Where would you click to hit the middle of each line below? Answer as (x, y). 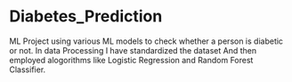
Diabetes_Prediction (86, 16)
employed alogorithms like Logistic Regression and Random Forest (131, 60)
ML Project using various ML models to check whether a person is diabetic (146, 41)
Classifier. (28, 70)
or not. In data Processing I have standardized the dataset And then (133, 50)
